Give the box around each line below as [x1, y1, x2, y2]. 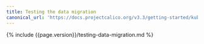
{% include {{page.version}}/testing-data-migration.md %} [6, 31, 154, 38]
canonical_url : [6, 14, 45, 20]
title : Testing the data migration [6, 8, 97, 15]
